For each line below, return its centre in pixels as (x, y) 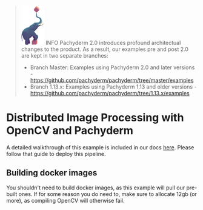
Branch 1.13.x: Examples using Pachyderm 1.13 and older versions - (113, 87)
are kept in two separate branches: (65, 56)
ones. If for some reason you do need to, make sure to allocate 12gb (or (108, 194)
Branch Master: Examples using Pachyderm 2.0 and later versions (112, 67)
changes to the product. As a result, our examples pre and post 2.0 (105, 49)
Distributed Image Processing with (95, 118)
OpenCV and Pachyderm (70, 131)
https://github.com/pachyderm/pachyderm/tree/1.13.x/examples (110, 93)
